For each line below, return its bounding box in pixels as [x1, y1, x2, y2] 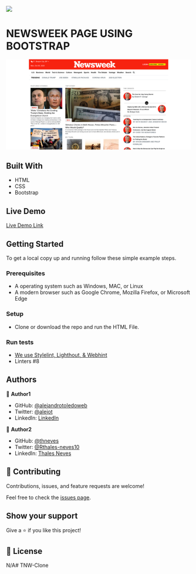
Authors [6, 375, 37, 385]
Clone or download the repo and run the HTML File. [14, 323, 140, 330]
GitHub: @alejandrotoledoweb [14, 401, 87, 409]
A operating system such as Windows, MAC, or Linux [14, 283, 144, 290]
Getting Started [6, 239, 64, 249]
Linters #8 [14, 357, 40, 365]
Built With [6, 161, 43, 171]
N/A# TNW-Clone [6, 562, 49, 569]
